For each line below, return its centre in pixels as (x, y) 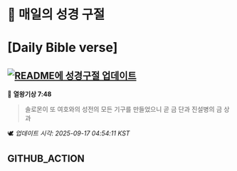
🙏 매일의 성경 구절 (56, 15)
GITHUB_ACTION (46, 159)
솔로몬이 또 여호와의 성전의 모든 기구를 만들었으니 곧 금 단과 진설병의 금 (123, 109)
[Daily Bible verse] (63, 48)
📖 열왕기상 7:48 (30, 94)
